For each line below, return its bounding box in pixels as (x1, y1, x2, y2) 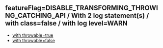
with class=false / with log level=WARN (5, 19, 128, 27)
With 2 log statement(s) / (71, 12, 149, 20)
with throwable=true (12, 32, 54, 38)
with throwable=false (12, 37, 55, 43)
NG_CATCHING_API (5, 12, 66, 20)
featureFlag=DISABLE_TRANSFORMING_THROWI (5, 4, 158, 12)
